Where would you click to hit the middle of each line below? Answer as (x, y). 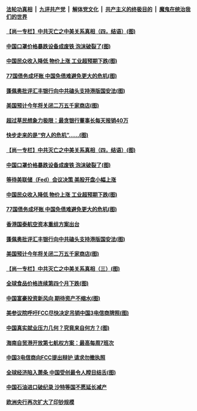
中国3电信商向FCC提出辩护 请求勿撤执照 (56, 358)
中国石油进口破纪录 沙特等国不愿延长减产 (57, 387)
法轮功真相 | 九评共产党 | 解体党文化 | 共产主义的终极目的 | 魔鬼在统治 (96, 9)
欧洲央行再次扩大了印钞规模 (40, 402)
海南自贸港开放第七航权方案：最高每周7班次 (60, 343)
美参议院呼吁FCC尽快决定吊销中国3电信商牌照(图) (68, 313)
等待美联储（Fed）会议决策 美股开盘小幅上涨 (61, 180)
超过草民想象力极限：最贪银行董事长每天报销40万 (67, 120)
